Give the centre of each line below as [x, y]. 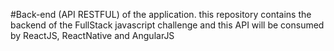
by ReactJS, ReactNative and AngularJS [92, 35]
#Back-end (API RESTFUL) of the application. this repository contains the [161, 14]
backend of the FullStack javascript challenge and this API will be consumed [167, 25]
